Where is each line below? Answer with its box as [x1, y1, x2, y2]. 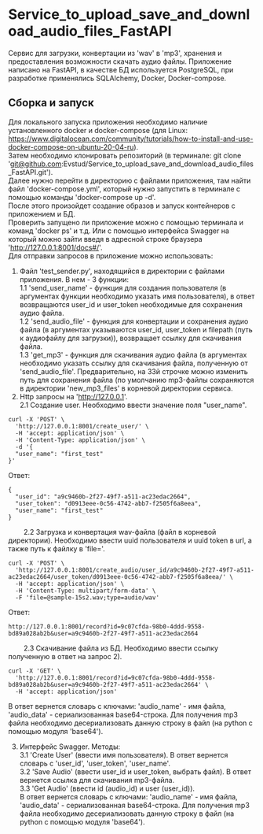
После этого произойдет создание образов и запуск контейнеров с [8, 201, 236, 210]
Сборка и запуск [8, 96, 94, 109]
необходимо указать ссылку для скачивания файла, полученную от [19, 358, 249, 368]
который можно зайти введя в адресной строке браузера [8, 234, 203, 243]
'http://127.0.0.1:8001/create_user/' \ [15, 422, 149, 430]
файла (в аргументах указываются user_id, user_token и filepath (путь [19, 324, 253, 334]
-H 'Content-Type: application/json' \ [15, 436, 146, 444]
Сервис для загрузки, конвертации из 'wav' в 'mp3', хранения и [8, 48, 222, 57]
